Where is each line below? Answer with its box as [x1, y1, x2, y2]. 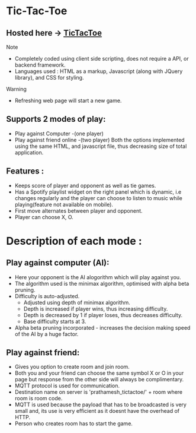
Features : [6, 166, 44, 176]
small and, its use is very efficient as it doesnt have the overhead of [14, 407, 179, 415]
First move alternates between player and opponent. [14, 207, 143, 214]
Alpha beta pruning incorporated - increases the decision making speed [14, 324, 191, 331]
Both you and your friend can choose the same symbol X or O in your [14, 369, 184, 377]
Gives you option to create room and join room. [14, 364, 130, 371]
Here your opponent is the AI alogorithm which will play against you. [14, 273, 182, 280]
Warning [6, 86, 27, 93]
